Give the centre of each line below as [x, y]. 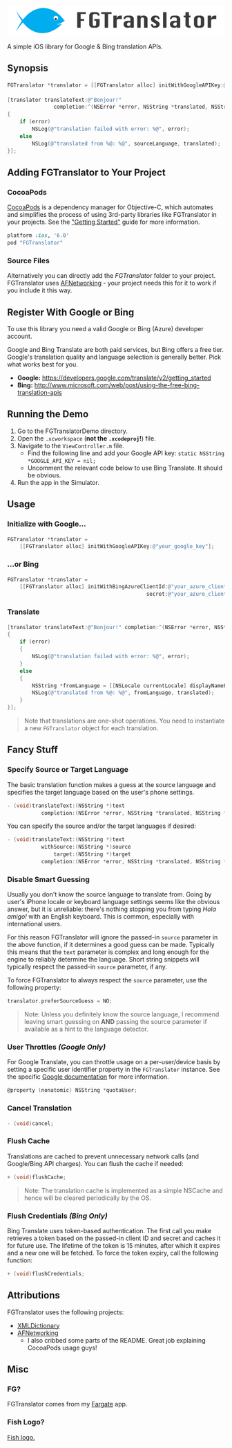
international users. [35, 924]
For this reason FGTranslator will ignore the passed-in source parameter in [113, 937]
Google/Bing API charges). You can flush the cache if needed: [95, 1163]
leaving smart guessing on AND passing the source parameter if [115, 1022]
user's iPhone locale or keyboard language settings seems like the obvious [114, 902]
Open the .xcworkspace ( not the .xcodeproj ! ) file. [87, 438]
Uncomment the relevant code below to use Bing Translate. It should [125, 468]
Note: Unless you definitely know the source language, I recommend [122, 1014]
